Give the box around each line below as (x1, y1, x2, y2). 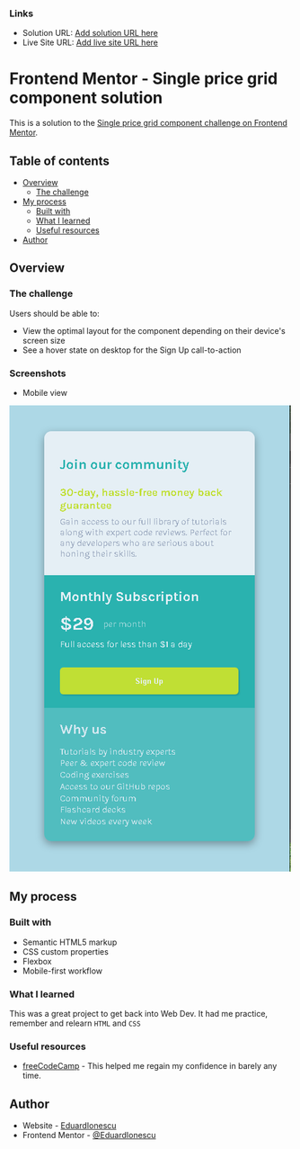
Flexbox (22, 956, 52, 966)
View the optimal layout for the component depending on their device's (22, 325, 286, 336)
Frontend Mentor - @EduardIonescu (22, 1130, 156, 1141)
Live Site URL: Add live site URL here (22, 37, 159, 48)
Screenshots (9, 367, 66, 380)
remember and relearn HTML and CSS (9, 1018, 141, 1028)
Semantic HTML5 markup (22, 937, 118, 947)
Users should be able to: (9, 308, 101, 319)
